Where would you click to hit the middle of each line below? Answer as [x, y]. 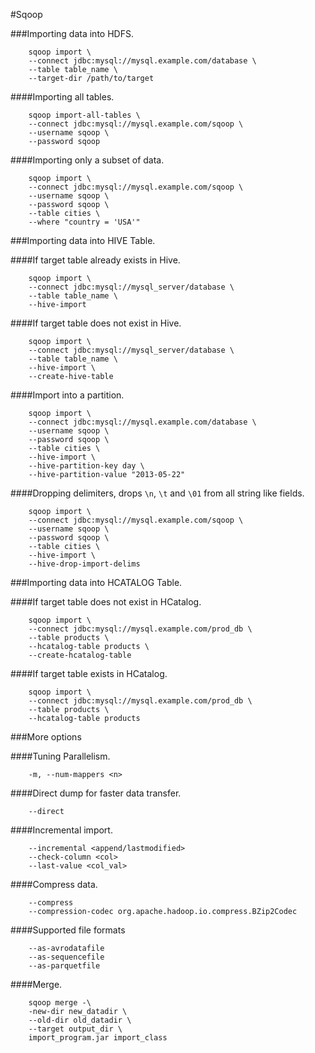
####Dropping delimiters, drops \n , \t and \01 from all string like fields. [157, 493]
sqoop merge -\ [60, 1003]
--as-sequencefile [66, 957]
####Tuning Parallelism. [60, 756]
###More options [46, 737]
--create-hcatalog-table [80, 655]
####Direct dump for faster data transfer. [96, 793]
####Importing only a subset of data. [87, 160]
